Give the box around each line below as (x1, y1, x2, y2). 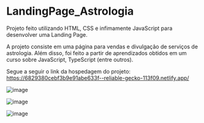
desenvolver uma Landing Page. (6, 31, 88, 38)
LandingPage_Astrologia (6, 4, 134, 18)
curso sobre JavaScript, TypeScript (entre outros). (6, 56, 134, 63)
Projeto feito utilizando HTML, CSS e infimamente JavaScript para (6, 24, 173, 32)
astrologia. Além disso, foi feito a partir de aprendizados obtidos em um (6, 49, 187, 56)
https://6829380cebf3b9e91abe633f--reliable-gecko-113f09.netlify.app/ (6, 74, 189, 81)
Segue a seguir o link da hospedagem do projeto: (6, 67, 130, 75)
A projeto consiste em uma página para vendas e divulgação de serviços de (6, 43, 198, 50)
